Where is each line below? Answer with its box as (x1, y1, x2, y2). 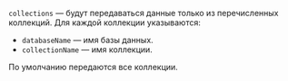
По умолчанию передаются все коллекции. (8, 62, 178, 72)
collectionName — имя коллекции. (21, 44, 154, 55)
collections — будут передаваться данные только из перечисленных (8, 8, 279, 18)
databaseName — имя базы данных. (21, 35, 154, 45)
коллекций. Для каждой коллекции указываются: (8, 17, 201, 28)
